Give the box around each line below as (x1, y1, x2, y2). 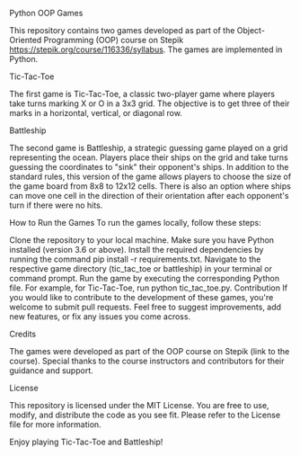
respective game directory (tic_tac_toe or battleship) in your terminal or (9, 264, 272, 273)
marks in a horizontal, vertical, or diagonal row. (9, 108, 182, 118)
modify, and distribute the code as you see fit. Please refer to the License (9, 409, 281, 420)
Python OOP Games (9, 8, 84, 18)
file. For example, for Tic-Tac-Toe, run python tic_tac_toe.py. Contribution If (9, 282, 288, 293)
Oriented (9, 35, 42, 45)
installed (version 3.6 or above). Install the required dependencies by (9, 245, 264, 255)
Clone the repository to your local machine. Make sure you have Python (9, 235, 275, 246)
